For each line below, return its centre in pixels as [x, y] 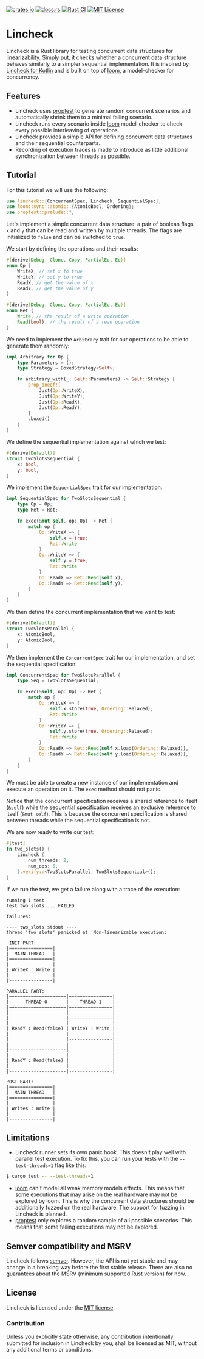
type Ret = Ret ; [38, 510]
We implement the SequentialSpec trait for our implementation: [84, 487]
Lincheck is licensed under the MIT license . [61, 1307]
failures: [19, 916]
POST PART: [20, 1082]
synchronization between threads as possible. [73, 156]
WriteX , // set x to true [50, 271]
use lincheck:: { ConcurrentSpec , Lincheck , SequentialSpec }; [84, 201]
